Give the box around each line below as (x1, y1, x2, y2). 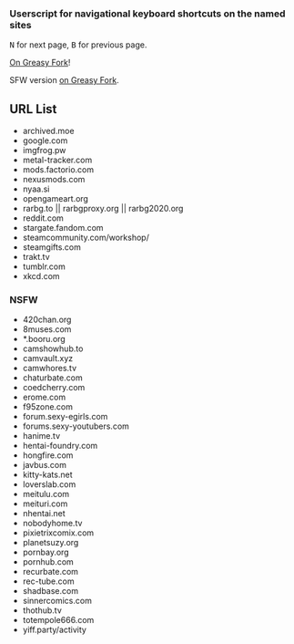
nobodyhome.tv (22, 518, 83, 529)
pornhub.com (22, 556, 75, 567)
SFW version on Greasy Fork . (9, 75, 120, 86)
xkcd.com (22, 271, 61, 282)
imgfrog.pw (22, 145, 66, 156)
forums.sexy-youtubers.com (22, 421, 130, 431)
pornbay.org (22, 546, 70, 558)
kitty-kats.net (22, 469, 73, 481)
